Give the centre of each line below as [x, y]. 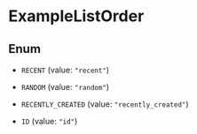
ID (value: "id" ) [49, 121]
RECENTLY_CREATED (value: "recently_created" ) [105, 104]
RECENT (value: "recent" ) [65, 70]
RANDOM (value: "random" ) [65, 87]
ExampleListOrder [76, 16]
